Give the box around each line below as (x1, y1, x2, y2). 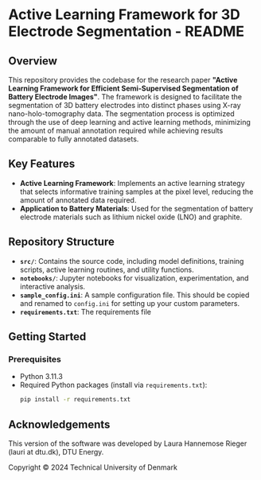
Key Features (8, 157, 76, 171)
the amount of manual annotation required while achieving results (8, 126, 224, 135)
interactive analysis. (19, 281, 86, 291)
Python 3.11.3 (19, 372, 64, 381)
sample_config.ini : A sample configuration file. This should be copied (19, 290, 250, 300)
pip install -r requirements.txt (19, 396, 131, 404)
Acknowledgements (8, 417, 111, 431)
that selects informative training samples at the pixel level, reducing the (19, 187, 254, 196)
